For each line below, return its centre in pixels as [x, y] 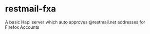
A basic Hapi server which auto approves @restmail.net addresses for [75, 22]
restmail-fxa [31, 9]
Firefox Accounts [22, 27]
